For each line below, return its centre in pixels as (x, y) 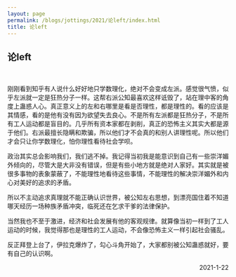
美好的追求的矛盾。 (47, 182)
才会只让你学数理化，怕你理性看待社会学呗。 (72, 142)
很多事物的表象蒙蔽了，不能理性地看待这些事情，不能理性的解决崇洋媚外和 (115, 174)
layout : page (26, 14)
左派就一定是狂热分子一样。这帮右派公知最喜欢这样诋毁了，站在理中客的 (118, 97)
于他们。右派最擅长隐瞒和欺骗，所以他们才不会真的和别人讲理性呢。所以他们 (118, 133)
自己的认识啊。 (35, 254)
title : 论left (27, 27)
